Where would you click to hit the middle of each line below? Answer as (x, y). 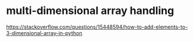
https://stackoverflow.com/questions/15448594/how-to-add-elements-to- (97, 27)
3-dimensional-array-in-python (44, 33)
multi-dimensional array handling (90, 11)
